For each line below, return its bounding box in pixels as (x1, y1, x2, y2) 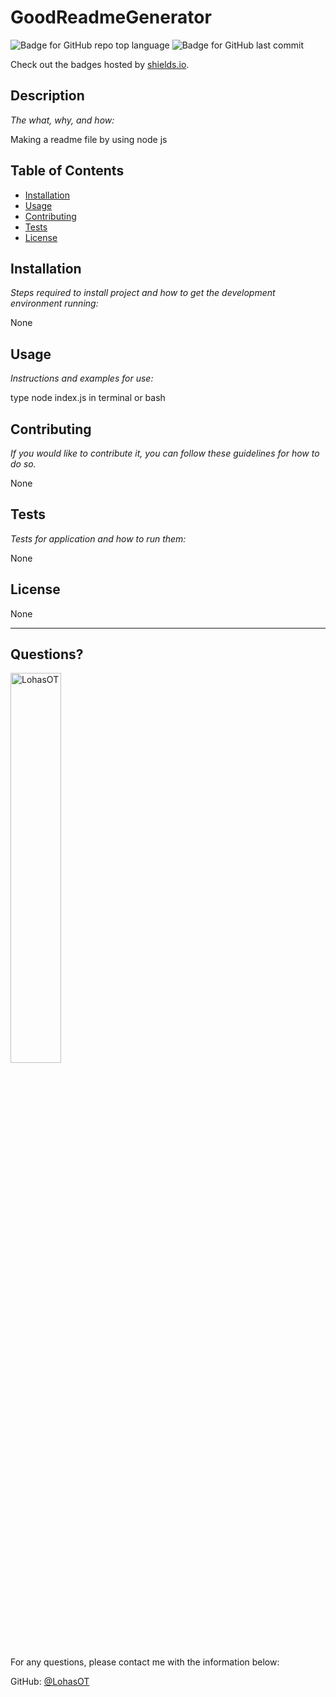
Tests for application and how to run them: (10, 532, 187, 545)
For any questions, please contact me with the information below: (10, 1656, 280, 1668)
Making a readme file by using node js (10, 133, 168, 145)
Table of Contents (10, 162, 125, 180)
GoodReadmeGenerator (10, 6, 212, 29)
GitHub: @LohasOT (10, 1676, 90, 1688)
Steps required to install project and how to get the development (10, 287, 276, 299)
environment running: (10, 297, 99, 310)
